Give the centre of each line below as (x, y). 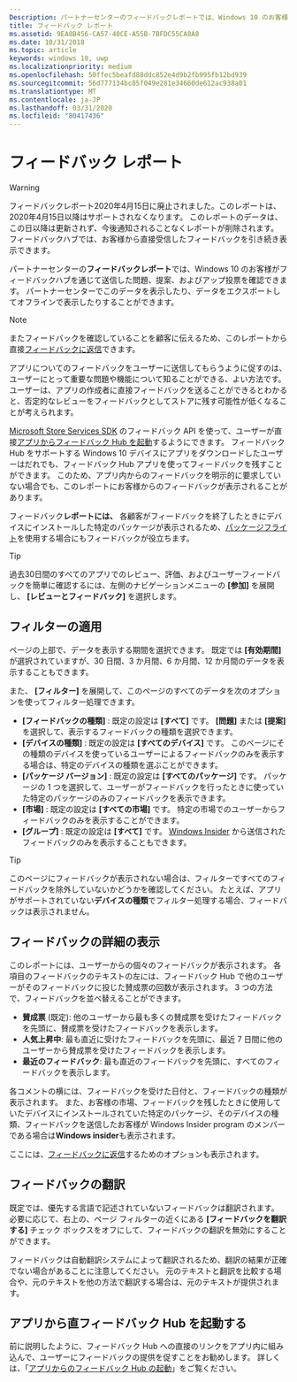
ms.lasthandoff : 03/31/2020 (61, 108)
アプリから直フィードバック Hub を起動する (128, 1323)
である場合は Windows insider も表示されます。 (95, 1135)
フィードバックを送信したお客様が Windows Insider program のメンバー (155, 1124)
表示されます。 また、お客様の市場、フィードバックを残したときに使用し (141, 1102)
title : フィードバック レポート (61, 26)
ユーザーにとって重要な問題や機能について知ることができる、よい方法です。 (148, 379)
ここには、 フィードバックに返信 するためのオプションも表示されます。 (137, 1154)
